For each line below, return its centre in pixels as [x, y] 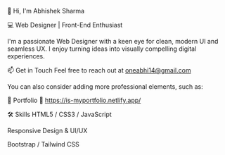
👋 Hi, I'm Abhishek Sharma [46, 11]
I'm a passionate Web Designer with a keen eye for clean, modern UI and [113, 41]
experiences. [26, 56]
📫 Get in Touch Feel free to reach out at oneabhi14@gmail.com [99, 70]
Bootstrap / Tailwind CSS [43, 144]
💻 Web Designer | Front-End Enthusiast [65, 25]
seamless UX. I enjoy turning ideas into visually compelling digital [102, 49]
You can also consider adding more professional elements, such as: [105, 87]
